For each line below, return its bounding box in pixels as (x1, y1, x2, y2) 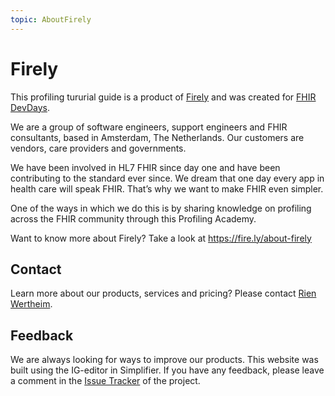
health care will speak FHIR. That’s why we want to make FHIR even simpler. (10, 182, 324, 195)
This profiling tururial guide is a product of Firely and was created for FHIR (10, 91, 317, 103)
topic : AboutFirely (10, 14, 92, 25)
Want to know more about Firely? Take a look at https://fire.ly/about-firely (10, 232, 312, 244)
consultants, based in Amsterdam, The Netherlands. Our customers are (10, 131, 305, 143)
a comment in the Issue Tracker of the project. (10, 375, 201, 387)
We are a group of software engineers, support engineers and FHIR (10, 121, 288, 133)
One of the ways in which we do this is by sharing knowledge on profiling (10, 202, 312, 214)
